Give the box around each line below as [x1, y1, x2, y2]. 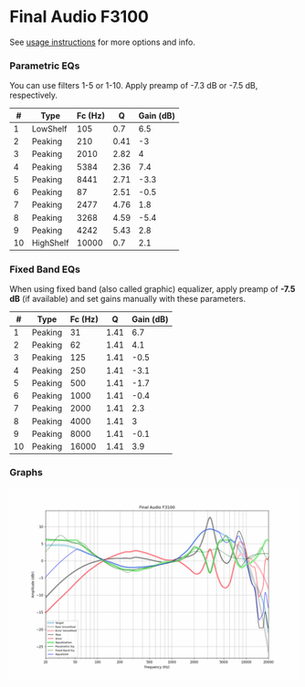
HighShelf [31, 237, 69, 248]
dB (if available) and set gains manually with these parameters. [9, 294, 247, 305]
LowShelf [31, 123, 68, 134]
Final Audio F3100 [9, 6, 149, 27]
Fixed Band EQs [9, 263, 80, 276]
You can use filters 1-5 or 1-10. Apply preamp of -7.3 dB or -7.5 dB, [9, 80, 258, 91]
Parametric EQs [9, 59, 80, 72]
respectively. [9, 89, 58, 101]
